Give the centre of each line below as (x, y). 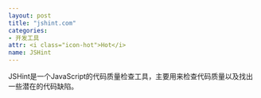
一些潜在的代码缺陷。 (43, 86)
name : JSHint (30, 53)
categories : (28, 30)
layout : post (30, 16)
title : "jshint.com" (43, 23)
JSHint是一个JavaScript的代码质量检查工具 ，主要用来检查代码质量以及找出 (130, 76)
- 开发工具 (24, 38)
